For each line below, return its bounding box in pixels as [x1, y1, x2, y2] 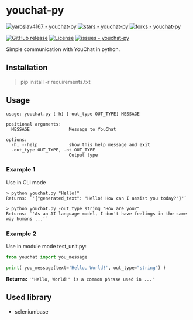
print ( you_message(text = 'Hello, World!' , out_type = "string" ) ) [6, 265, 166, 271]
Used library [6, 292, 52, 302]
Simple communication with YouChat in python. [6, 45, 120, 53]
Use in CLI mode [6, 178, 46, 186]
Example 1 [6, 166, 36, 174]
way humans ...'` [6, 215, 49, 222]
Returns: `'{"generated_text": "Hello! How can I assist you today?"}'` [6, 195, 187, 201]
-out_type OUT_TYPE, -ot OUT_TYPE [11, 147, 95, 153]
